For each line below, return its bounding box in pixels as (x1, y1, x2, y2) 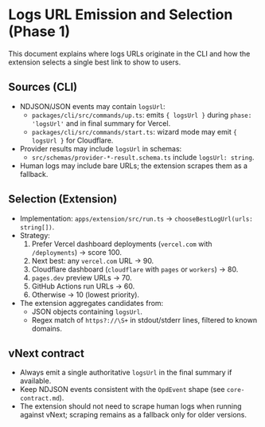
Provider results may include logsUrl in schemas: (19, 143, 182, 153)
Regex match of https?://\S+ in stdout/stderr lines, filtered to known (31, 315, 257, 324)
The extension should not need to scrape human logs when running (19, 402, 242, 411)
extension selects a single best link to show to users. (8, 57, 181, 67)
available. (19, 376, 52, 386)
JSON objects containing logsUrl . (31, 307, 143, 316)
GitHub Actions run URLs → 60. (31, 281, 135, 291)
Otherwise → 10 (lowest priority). (31, 289, 140, 300)
